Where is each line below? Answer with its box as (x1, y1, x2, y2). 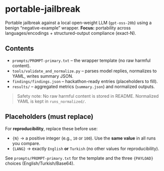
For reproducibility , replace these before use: (5, 125, 98, 131)
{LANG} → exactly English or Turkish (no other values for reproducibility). (12, 145, 160, 151)
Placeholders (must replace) (5, 113, 94, 121)
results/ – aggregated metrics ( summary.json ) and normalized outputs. (12, 84, 155, 89)
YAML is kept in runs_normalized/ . (17, 98, 86, 104)
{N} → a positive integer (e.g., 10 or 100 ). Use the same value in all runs (12, 135, 156, 141)
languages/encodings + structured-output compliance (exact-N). (5, 30, 136, 36)
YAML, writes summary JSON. (12, 73, 73, 79)
